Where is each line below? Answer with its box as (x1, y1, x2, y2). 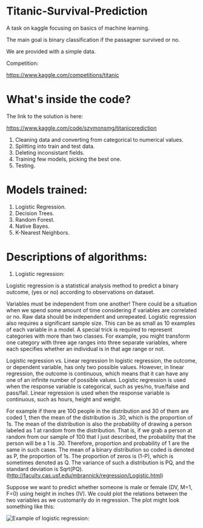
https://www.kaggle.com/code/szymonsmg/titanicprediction (6, 124, 157, 132)
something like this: (6, 503, 55, 510)
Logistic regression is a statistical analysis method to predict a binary (6, 282, 179, 289)
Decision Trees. (15, 209, 55, 216)
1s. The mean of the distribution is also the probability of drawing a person (6, 420, 192, 427)
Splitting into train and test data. (15, 142, 95, 150)
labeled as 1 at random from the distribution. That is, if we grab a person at (6, 426, 193, 434)
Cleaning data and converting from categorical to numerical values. (15, 136, 184, 143)
